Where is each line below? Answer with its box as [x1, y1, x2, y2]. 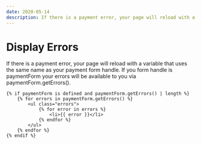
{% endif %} [6, 133, 36, 139]
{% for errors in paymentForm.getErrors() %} [17, 96, 134, 102]
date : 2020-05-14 [6, 8, 50, 15]
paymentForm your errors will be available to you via [6, 73, 137, 80]
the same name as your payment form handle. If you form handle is [6, 67, 173, 74]
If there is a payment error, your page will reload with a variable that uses [6, 60, 188, 67]
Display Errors [6, 40, 79, 54]
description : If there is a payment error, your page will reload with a [6, 14, 196, 20]
